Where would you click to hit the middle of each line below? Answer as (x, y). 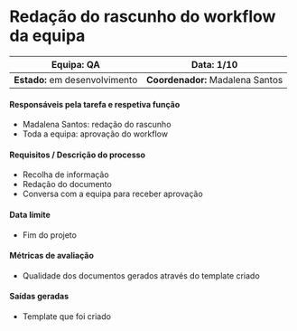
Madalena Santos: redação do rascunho (97, 125)
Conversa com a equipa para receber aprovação (112, 194)
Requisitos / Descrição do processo (78, 155)
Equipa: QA (76, 64)
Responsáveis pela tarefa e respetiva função (95, 104)
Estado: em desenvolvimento (76, 80)
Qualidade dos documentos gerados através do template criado (141, 275)
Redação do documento (67, 184)
